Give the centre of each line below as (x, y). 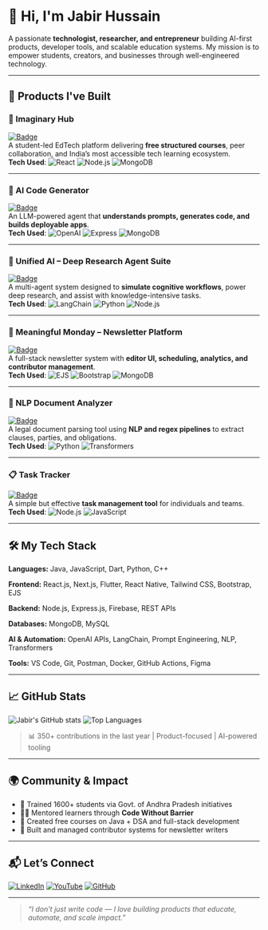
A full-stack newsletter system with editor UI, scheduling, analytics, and (128, 358)
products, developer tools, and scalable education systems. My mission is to (134, 46)
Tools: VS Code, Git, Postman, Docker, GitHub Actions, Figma (110, 663)
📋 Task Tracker (39, 474)
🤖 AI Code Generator (49, 190)
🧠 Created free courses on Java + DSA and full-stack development (130, 821)
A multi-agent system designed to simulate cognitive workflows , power (127, 287)
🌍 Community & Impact (69, 781)
